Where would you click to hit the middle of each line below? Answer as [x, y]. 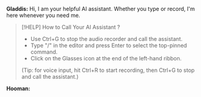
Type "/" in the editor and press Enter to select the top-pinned [109, 45]
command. [44, 52]
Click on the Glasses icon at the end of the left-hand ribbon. [106, 58]
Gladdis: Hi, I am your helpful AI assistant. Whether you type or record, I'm [100, 9]
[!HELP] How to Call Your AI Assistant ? [71, 27]
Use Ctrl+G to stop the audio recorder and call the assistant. [106, 39]
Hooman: [18, 88]
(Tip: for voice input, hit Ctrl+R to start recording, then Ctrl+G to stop [108, 70]
